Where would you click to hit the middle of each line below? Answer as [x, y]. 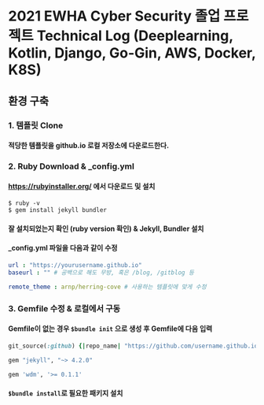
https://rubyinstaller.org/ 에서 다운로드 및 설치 [82, 186]
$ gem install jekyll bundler [58, 210]
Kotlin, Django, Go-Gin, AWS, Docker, [132, 53]
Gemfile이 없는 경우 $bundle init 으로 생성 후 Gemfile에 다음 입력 [110, 329]
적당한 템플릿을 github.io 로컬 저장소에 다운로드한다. [89, 146]
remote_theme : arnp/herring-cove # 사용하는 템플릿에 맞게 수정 [107, 287]
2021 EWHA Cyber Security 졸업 [114, 16]
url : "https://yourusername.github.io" [75, 266]
